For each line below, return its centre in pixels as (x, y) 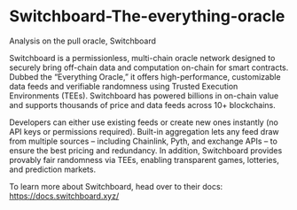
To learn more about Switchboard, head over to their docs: (116, 186)
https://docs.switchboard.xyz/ (64, 196)
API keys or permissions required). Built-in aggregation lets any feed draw (144, 131)
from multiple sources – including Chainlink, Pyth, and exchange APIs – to (143, 141)
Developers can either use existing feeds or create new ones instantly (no (144, 122)
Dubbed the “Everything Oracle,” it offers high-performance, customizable (145, 76)
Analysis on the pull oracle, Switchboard (83, 41)
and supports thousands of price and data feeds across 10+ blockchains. (143, 105)
